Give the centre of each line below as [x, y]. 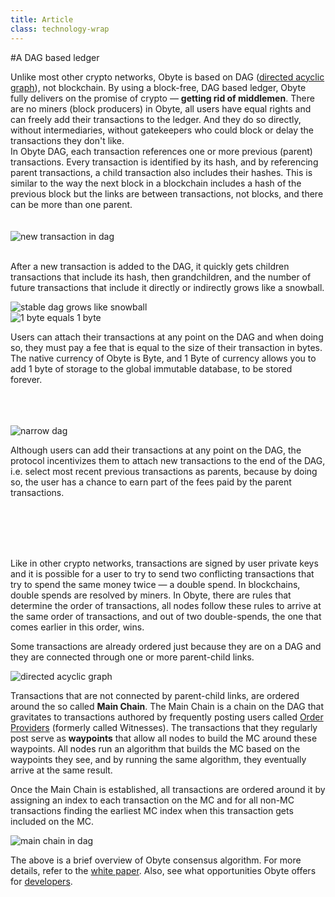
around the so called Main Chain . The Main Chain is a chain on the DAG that [167, 706]
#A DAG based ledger [55, 57]
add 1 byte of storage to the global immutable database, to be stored [151, 368]
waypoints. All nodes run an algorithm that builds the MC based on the [155, 748]
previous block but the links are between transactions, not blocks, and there [167, 193]
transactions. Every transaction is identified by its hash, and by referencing [164, 162]
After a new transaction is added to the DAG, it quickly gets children [150, 266]
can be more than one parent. [71, 204]
